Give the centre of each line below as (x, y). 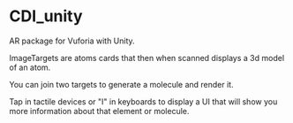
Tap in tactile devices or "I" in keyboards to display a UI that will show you (143, 101)
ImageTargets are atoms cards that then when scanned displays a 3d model (147, 58)
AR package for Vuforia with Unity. (72, 41)
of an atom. (30, 67)
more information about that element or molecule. (99, 111)
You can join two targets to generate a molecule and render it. (121, 84)
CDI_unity (46, 16)
